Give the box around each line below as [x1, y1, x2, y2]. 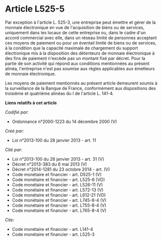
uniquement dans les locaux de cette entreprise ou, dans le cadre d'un [5, 30, 146, 35]
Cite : [5, 217, 15, 223]
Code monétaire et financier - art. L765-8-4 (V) [12, 207, 106, 213]
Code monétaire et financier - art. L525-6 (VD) [12, 177, 105, 182]
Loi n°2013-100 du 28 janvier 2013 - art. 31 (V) [12, 156, 104, 162]
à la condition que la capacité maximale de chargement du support [5, 45, 138, 51]
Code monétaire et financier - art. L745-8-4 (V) [12, 197, 106, 203]
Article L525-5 [5, 3, 65, 15]
